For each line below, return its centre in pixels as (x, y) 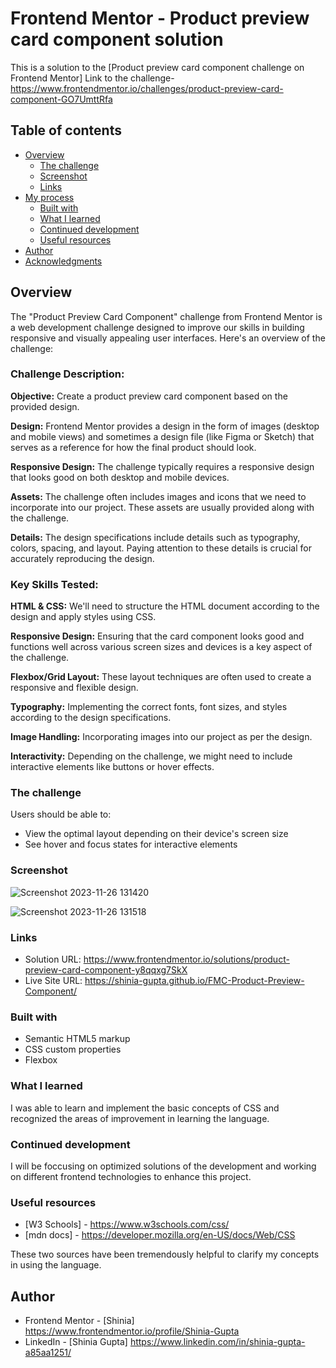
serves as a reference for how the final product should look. (133, 447)
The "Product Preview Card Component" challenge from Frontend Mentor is (166, 316)
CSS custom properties (73, 1049)
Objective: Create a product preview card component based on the (149, 396)
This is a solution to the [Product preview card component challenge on (157, 67)
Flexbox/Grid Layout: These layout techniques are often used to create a (161, 677)
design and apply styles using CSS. (83, 617)
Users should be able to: (61, 814)
